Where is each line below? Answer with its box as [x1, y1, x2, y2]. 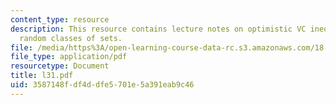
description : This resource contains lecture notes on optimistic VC [10, 24, 307, 34]
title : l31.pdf [10, 71, 74, 81]
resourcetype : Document [10, 61, 110, 71]
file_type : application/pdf [10, 52, 128, 62]
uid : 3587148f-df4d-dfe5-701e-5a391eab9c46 [10, 80, 195, 90]
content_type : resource [10, 14, 110, 25]
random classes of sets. [19, 33, 123, 43]
